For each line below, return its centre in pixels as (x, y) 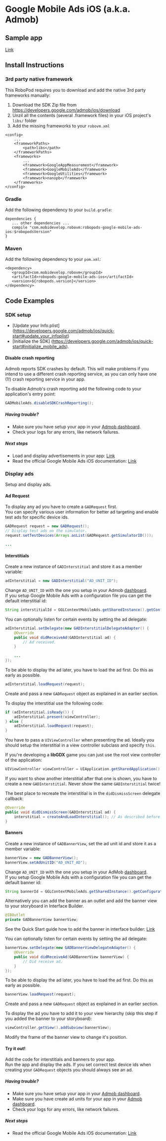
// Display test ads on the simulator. (46, 531)
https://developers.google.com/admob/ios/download (66, 110)
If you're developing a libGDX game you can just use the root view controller (83, 755)
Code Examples (30, 300)
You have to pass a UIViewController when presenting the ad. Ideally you (80, 740)
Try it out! (15, 1048)
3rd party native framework (39, 79)
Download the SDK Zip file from (44, 105)
